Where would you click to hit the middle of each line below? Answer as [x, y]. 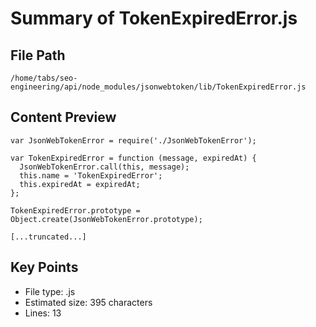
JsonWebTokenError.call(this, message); [104, 167]
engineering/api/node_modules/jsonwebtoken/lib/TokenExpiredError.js [158, 87]
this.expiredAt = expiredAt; [80, 184]
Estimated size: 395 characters [88, 302]
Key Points [44, 267]
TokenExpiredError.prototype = [75, 210]
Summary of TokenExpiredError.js [154, 18]
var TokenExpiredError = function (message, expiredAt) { [133, 158]
